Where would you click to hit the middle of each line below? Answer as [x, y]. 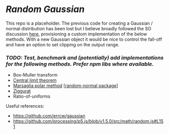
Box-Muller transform [35, 75]
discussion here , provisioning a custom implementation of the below [76, 34]
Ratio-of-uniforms [32, 96]
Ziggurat [22, 91]
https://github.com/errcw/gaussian [49, 116]
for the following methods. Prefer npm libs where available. [80, 64]
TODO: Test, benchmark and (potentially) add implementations [85, 57]
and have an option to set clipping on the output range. [63, 44]
